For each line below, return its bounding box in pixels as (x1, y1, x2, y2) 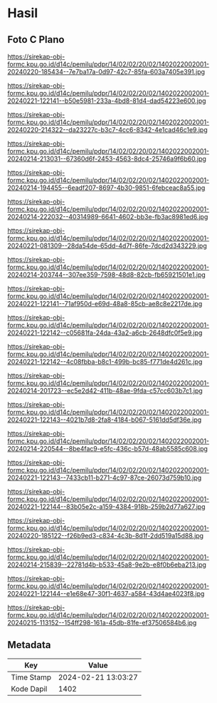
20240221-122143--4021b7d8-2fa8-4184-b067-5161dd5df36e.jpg (7, 415, 202, 424)
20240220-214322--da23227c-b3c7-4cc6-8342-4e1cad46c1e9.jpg (7, 126, 208, 133)
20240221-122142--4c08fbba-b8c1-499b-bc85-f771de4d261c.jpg (7, 358, 203, 365)
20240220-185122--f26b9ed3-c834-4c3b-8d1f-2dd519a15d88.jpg (7, 532, 204, 540)
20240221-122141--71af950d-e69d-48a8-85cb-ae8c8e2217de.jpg (7, 300, 203, 308)
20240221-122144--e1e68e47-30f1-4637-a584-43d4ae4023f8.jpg (7, 590, 205, 597)
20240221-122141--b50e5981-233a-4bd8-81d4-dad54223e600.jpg (7, 96, 206, 105)
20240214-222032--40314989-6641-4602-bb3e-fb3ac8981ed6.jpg (7, 213, 208, 221)
